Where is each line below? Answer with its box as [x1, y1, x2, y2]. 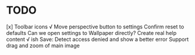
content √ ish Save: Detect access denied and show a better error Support [6, 35, 189, 43]
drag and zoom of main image [6, 42, 80, 49]
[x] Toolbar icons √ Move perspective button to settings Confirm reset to [6, 23, 184, 30]
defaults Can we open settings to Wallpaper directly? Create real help [6, 29, 177, 36]
